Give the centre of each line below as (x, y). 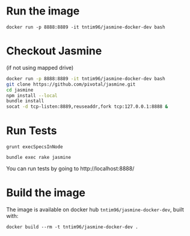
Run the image (43, 11)
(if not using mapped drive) (40, 67)
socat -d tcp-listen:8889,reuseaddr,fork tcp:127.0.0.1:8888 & (87, 107)
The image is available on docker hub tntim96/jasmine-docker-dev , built (95, 210)
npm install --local (32, 95)
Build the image (46, 193)
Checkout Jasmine (54, 51)
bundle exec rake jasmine (38, 158)
